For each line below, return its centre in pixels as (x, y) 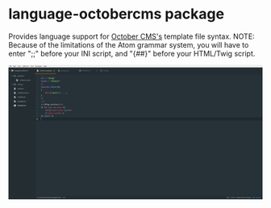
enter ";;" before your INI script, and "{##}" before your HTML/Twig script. (132, 53)
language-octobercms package (116, 14)
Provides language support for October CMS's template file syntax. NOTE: (132, 36)
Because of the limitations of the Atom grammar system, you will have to (129, 44)
